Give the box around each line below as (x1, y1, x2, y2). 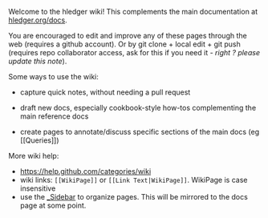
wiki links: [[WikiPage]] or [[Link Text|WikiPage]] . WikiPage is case (19, 176, 248, 184)
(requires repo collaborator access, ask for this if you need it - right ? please (8, 48, 261, 57)
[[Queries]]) (19, 135, 59, 145)
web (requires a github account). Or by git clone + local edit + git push (8, 39, 241, 49)
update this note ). (8, 56, 67, 66)
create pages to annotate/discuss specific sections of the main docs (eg (19, 127, 259, 136)
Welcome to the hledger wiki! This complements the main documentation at (8, 7, 258, 16)
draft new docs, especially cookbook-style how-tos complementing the (19, 103, 257, 112)
